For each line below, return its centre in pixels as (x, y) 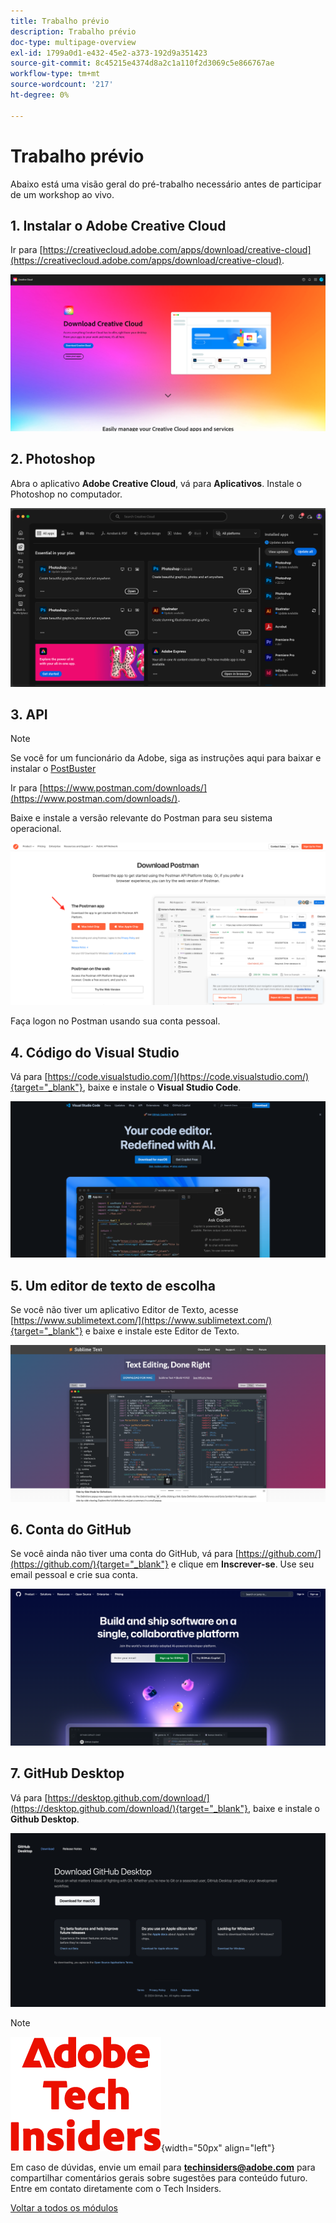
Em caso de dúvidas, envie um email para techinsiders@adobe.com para (163, 2167)
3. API (29, 715)
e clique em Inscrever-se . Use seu (242, 1564)
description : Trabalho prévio (73, 31)
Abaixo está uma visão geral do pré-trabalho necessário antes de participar (166, 184)
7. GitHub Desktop (67, 1773)
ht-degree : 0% (40, 95)
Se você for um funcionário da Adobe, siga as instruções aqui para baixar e (166, 758)
